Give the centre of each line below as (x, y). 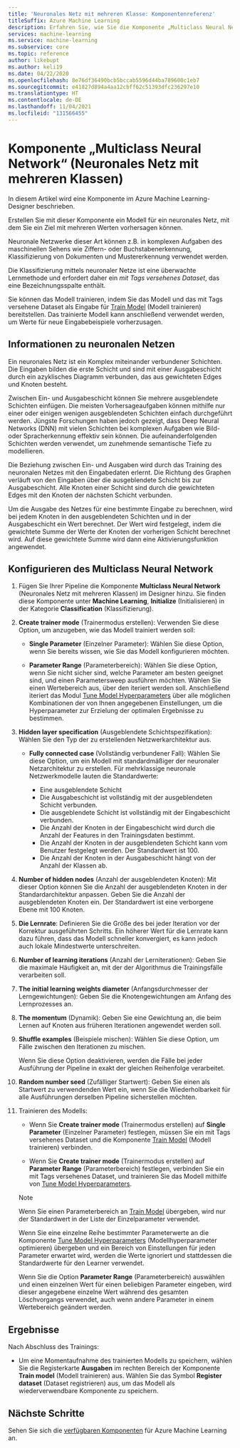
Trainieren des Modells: (53, 1111)
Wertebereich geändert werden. (65, 1307)
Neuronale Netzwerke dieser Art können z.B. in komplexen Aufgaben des (115, 241)
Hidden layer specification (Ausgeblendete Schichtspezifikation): (115, 732)
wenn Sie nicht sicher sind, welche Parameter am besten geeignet (126, 673)
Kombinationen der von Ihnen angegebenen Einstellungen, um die (126, 703)
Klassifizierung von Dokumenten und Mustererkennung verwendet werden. (118, 256)
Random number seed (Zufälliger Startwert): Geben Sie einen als (114, 1082)
